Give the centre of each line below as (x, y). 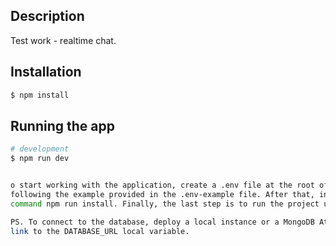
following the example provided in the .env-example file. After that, (162, 194)
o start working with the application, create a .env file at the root (162, 185)
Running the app (62, 125)
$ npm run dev (40, 159)
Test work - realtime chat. (63, 40)
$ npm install (40, 95)
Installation (46, 72)
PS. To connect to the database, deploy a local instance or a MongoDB (162, 222)
